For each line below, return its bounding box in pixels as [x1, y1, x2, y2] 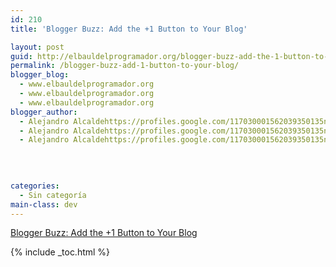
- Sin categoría [19, 190, 87, 200]
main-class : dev [10, 199, 78, 210]
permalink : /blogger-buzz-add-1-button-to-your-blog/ [10, 61, 240, 71]
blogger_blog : [10, 70, 70, 80]
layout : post [10, 42, 65, 52]
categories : [10, 181, 60, 191]
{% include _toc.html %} [10, 246, 111, 258]
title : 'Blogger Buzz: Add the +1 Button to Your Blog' [10, 24, 248, 34]
